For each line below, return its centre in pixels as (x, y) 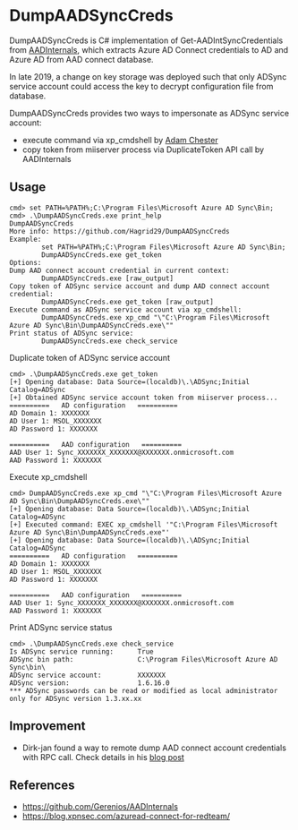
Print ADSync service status (61, 627)
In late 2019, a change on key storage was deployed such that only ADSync (148, 76)
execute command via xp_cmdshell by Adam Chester (120, 140)
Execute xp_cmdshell (48, 476)
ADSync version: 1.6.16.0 (89, 683)
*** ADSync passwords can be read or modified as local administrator (144, 690)
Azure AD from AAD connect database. (81, 59)
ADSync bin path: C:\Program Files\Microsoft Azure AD (144, 659)
